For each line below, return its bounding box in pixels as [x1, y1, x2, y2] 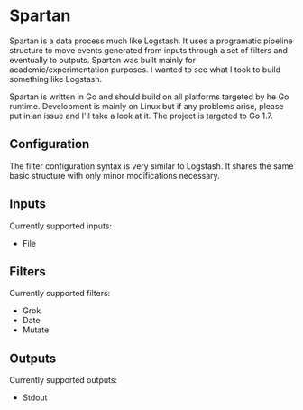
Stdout [22, 392, 48, 403]
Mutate [22, 324, 50, 335]
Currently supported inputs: [9, 220, 113, 231]
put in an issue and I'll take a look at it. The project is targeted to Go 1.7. [9, 110, 273, 121]
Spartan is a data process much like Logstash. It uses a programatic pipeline [9, 35, 293, 46]
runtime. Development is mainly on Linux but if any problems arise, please [9, 100, 284, 111]
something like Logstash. [9, 73, 103, 84]
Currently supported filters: [9, 288, 111, 299]
